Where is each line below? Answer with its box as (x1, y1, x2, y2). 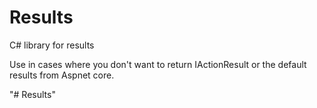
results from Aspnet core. (9, 69, 115, 81)
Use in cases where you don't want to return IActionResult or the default (9, 58, 307, 70)
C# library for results (9, 39, 95, 51)
